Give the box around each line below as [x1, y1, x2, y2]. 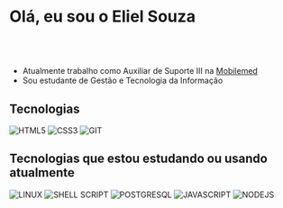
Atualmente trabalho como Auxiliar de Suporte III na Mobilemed [22, 66, 259, 77]
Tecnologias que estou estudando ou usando [9, 151, 268, 167]
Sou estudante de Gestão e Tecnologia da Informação [22, 75, 224, 86]
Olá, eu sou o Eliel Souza [9, 6, 196, 27]
